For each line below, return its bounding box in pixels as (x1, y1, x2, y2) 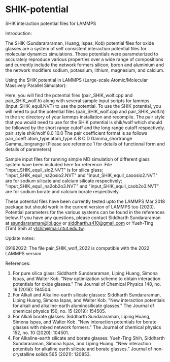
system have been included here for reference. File (5, 161, 112, 167)
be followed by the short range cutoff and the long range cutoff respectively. (5, 125, 165, 131)
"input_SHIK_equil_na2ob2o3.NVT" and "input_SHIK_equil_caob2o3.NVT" (5, 183, 159, 189)
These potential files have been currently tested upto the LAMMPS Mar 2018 (5, 198, 165, 204)
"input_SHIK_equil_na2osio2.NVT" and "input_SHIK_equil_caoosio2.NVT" (5, 172, 158, 178)
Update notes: (5, 235, 35, 241)
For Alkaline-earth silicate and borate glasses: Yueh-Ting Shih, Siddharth (12, 335, 165, 341)
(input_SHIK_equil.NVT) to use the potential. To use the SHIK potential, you (5, 103, 161, 109)
